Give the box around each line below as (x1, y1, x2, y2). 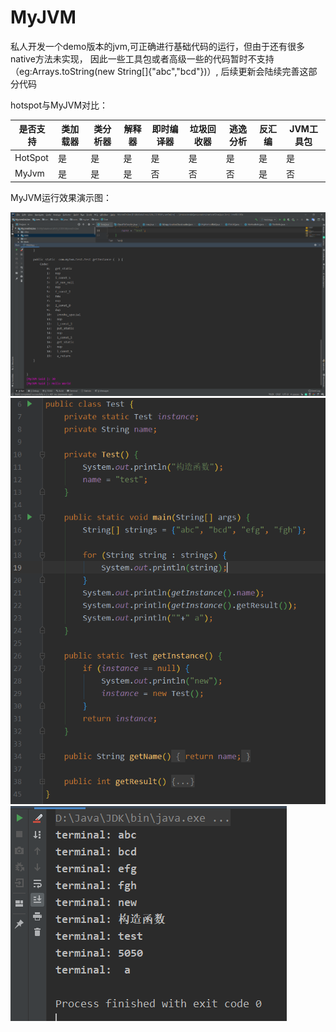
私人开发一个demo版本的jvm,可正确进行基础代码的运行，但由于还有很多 (10, 40, 305, 52)
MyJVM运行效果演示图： (10, 192, 113, 204)
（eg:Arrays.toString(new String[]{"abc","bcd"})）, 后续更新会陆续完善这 (10, 65, 309, 77)
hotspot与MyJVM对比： (10, 99, 109, 111)
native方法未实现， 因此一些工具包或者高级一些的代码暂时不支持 (10, 52, 275, 65)
